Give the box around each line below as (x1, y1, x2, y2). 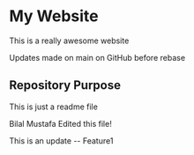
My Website (9, 6, 99, 26)
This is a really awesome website (9, 35, 130, 46)
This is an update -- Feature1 (9, 135, 114, 146)
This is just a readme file (9, 101, 99, 112)
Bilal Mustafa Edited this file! (9, 118, 112, 129)
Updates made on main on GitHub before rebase (9, 52, 186, 63)
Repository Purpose (9, 77, 122, 93)
